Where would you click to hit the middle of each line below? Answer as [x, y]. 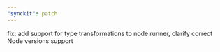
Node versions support [40, 41]
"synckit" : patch [32, 14]
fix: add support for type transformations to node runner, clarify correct [110, 33]
